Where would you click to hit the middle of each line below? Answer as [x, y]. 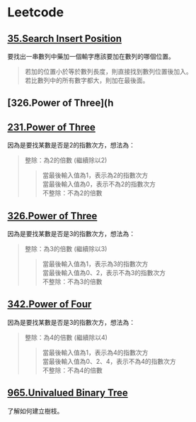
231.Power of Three [51, 127]
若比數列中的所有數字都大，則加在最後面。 [87, 80]
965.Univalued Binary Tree [68, 393]
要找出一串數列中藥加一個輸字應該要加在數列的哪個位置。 [91, 56]
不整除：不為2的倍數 [72, 193]
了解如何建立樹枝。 [35, 411]
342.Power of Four [50, 305]
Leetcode [36, 12]
